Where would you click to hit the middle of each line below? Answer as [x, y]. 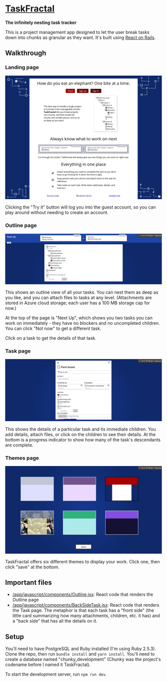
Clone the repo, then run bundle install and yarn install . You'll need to [80, 654]
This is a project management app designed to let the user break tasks [78, 32]
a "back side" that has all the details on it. [55, 621]
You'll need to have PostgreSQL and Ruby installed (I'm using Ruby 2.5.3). [81, 649]
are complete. [19, 445]
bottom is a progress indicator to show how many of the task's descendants [83, 440]
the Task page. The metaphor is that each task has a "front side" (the [83, 610]
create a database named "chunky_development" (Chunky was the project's [83, 660]
